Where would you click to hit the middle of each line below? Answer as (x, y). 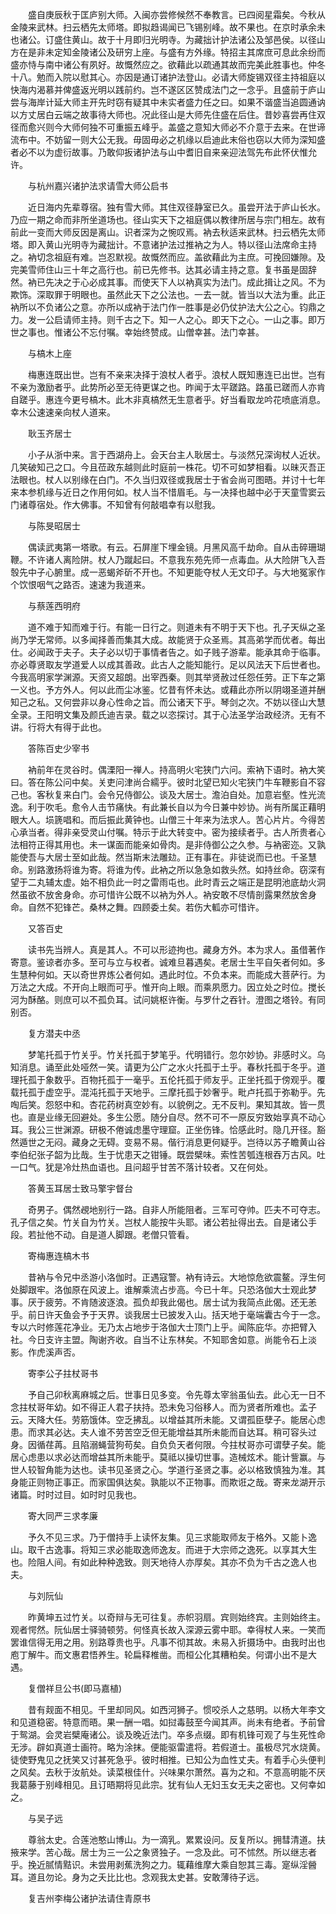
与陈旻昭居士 (54, 526)
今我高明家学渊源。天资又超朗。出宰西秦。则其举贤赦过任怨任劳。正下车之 (163, 677)
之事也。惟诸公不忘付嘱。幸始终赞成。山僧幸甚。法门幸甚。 (141, 332)
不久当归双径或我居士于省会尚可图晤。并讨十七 (220, 479)
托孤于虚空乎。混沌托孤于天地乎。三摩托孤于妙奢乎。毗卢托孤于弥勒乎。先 (172, 1092)
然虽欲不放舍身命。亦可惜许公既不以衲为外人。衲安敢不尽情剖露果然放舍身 (163, 894)
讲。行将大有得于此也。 (58, 727)
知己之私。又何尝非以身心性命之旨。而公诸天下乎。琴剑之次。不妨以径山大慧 (168, 702)
